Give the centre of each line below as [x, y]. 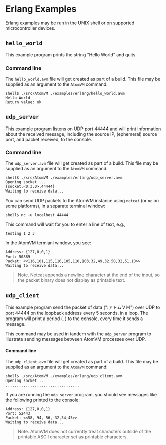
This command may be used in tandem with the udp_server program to [78, 334]
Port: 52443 [18, 414]
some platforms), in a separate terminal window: [55, 206]
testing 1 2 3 [20, 234]
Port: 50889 [18, 257]
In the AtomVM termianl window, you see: [48, 243]
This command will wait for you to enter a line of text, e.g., [65, 224]
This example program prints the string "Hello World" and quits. [71, 55]
